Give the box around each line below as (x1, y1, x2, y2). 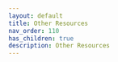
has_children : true (8, 34, 74, 43)
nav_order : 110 (8, 27, 60, 35)
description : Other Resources (8, 42, 111, 50)
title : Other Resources (8, 19, 89, 27)
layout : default (8, 11, 63, 20)
